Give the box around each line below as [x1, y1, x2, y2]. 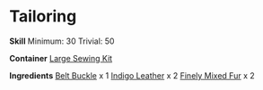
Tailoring [9, 6, 77, 27]
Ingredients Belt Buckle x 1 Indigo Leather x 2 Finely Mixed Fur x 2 [9, 70, 256, 81]
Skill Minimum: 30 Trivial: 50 [9, 36, 115, 46]
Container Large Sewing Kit [9, 53, 113, 63]
